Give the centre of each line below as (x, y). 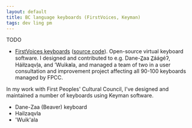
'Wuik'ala (26, 120)
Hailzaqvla (28, 114)
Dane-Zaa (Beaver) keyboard (51, 107)
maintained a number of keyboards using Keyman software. (80, 96)
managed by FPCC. (39, 78)
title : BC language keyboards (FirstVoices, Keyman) (73, 17)
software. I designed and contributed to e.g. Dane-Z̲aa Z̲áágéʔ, (93, 58)
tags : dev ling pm (29, 23)
